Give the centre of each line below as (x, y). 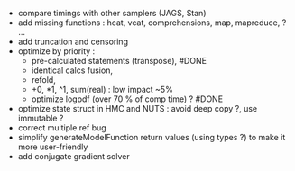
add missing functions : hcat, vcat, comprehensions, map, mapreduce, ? (152, 22)
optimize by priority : (56, 51)
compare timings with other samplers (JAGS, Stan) (112, 13)
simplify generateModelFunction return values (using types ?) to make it (152, 137)
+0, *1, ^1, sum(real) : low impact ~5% (102, 90)
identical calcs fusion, (72, 70)
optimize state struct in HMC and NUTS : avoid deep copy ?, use (138, 108)
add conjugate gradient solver (74, 156)
